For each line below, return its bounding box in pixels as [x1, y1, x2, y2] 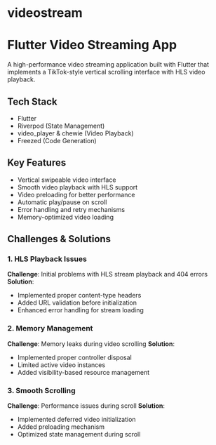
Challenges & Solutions [7, 233, 111, 245]
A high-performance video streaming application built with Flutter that [7, 60, 209, 69]
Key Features [7, 157, 67, 169]
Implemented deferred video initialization [17, 416, 136, 424]
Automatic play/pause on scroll [17, 198, 107, 206]
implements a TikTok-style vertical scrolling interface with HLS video [7, 68, 205, 77]
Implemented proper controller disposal [17, 353, 132, 361]
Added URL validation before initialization [17, 298, 137, 307]
